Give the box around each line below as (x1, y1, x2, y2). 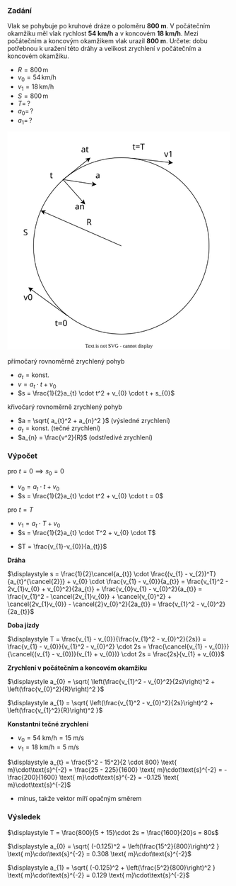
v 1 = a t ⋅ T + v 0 (17, 520, 61, 529)
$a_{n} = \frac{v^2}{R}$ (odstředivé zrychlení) (17, 433, 153, 442)
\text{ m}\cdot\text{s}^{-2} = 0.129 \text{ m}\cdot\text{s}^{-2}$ (7, 870, 190, 879)
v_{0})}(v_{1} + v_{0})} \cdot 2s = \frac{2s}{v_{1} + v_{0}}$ (56, 649, 225, 658)
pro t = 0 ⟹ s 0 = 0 (7, 467, 65, 477)
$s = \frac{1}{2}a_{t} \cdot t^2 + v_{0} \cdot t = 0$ (17, 492, 164, 500)
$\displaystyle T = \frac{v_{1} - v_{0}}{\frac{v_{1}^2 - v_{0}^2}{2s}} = (7, 634, 207, 643)
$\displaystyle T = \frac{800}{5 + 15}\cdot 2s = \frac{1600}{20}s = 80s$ (7, 828, 219, 836)
